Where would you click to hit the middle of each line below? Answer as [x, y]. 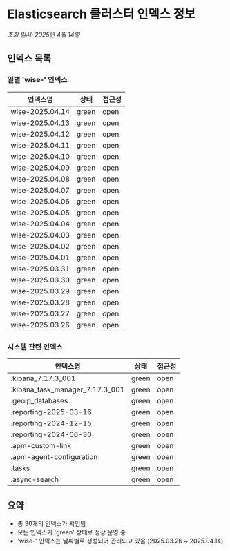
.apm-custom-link [41, 445]
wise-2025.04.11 [40, 145]
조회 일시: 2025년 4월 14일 [44, 35]
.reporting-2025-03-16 [51, 412]
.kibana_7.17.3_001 [43, 378]
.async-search [35, 479]
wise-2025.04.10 [40, 156]
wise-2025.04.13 [40, 123]
